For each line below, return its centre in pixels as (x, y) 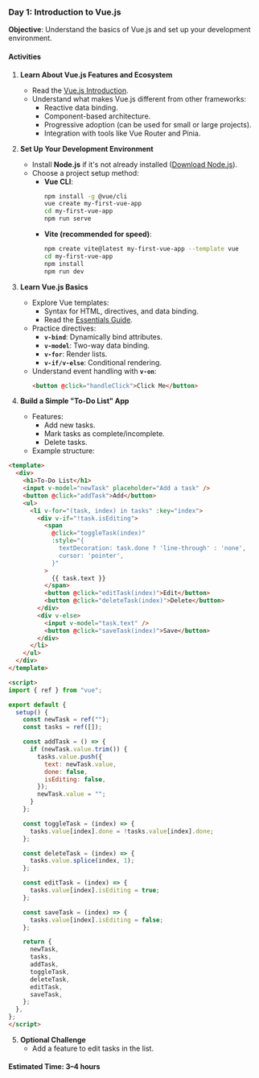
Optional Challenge (53, 1039)
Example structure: (63, 451)
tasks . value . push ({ (70, 756)
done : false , (66, 772)
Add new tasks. (70, 425)
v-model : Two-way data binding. (97, 345)
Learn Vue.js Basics (54, 287)
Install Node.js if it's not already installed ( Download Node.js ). (135, 164)
